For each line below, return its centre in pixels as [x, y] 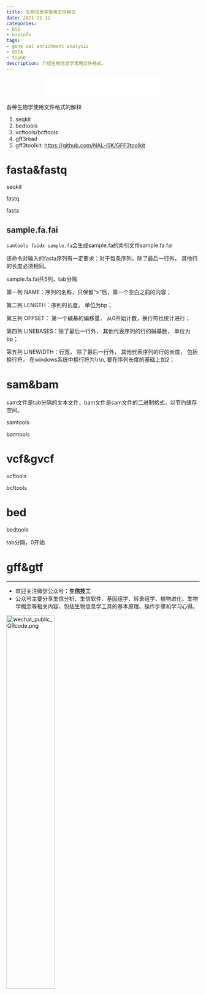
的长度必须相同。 [28, 266]
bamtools [18, 434]
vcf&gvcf [30, 459]
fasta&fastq [37, 170]
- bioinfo [19, 35]
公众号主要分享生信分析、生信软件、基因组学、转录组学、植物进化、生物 [106, 599]
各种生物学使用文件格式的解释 [44, 107]
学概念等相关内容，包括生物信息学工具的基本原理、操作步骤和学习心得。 [106, 606]
